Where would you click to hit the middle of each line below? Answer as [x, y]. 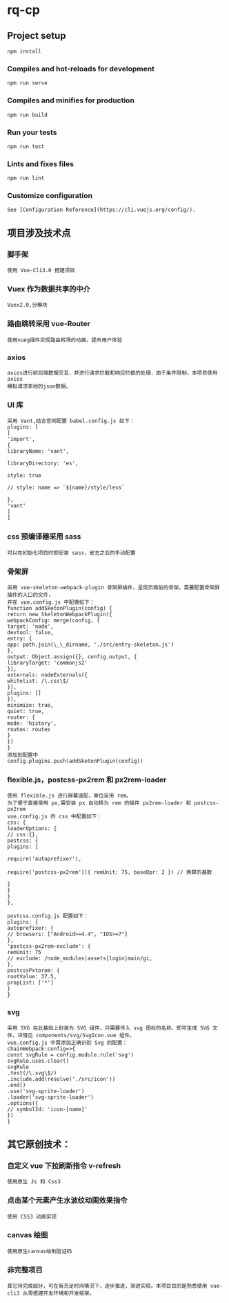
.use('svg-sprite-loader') [46, 1091]
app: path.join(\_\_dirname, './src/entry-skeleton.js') [91, 645]
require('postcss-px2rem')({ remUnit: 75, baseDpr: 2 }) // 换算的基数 [110, 872]
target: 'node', [30, 626]
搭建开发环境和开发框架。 [64, 1293]
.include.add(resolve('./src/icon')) [61, 1079]
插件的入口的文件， [30, 595]
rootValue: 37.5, [32, 977]
